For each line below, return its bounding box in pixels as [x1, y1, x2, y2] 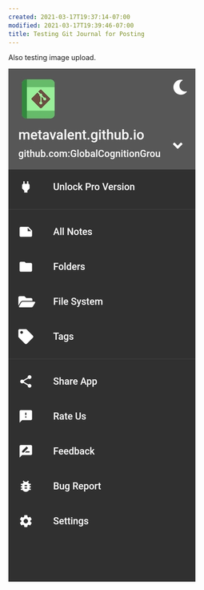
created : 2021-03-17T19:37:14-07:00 [8, 13, 130, 21]
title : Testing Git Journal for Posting [8, 30, 146, 38]
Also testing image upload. [8, 53, 96, 63]
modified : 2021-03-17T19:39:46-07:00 [8, 21, 134, 30]
